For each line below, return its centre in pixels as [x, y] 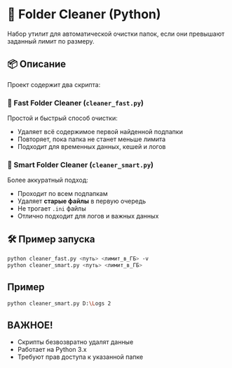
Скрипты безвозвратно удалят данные [75, 342]
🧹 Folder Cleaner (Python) [84, 14]
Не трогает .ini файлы [52, 209]
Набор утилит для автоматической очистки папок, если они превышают [116, 34]
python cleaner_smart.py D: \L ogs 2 [59, 303]
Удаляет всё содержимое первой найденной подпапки [100, 132]
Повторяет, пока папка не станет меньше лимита [91, 139]
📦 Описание [37, 64]
